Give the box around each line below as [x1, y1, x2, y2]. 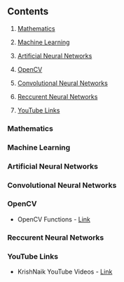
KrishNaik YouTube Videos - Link [17, 267, 113, 276]
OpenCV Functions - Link [17, 214, 91, 224]
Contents [7, 6, 49, 18]
